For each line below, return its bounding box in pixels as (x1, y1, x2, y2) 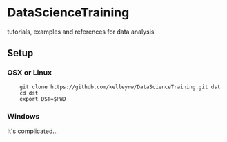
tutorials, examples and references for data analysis (7, 27, 155, 36)
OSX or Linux (7, 68, 52, 78)
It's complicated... (7, 127, 59, 135)
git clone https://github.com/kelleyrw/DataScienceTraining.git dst (19, 84, 221, 91)
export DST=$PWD (19, 95, 67, 102)
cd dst (19, 89, 39, 97)
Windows (7, 111, 40, 121)
